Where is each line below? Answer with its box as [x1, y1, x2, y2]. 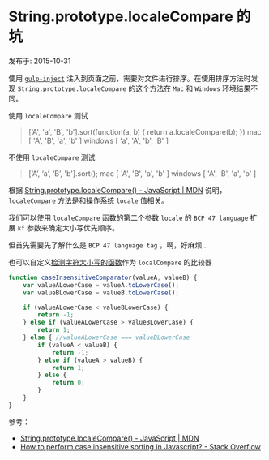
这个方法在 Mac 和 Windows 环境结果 [134, 83, 251, 93]
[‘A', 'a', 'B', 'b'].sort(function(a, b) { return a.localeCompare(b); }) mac [28, 127, 262, 136]
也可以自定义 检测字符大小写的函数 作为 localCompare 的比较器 [8, 257, 212, 267]
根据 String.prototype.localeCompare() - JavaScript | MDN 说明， [8, 185, 227, 195]
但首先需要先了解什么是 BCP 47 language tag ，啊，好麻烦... [8, 240, 209, 250]
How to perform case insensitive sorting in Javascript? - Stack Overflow [19, 441, 261, 451]
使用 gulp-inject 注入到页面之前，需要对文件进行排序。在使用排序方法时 [8, 73, 251, 83]
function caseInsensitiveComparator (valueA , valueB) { [8, 273, 198, 282]
